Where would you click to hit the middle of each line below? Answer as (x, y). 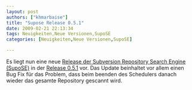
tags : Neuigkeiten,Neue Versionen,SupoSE (59, 34)
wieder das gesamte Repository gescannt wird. (64, 80)
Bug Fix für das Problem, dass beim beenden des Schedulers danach (92, 74)
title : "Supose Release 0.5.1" (45, 23)
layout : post (22, 12)
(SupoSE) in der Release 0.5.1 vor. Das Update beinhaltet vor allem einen (95, 68)
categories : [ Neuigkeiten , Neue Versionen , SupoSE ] (69, 39)
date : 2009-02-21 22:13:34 (40, 28)
